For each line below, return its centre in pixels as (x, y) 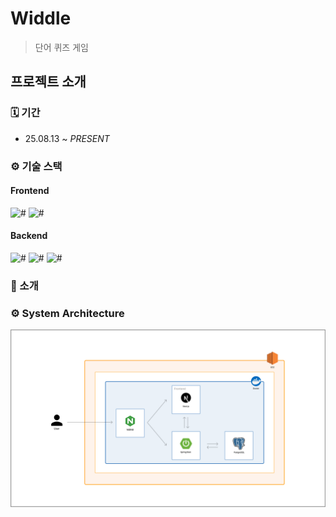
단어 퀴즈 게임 (61, 47)
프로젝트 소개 (48, 82)
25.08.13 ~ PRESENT (67, 138)
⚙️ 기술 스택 (36, 166)
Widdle (41, 18)
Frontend (30, 191)
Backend (29, 236)
